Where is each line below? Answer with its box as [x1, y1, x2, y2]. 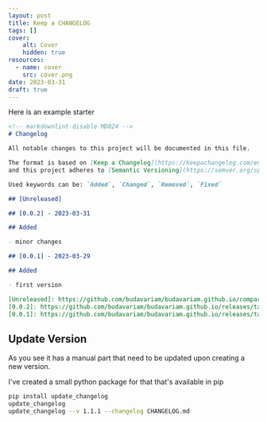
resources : [8, 56, 44, 64]
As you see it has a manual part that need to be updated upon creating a [8, 353, 245, 363]
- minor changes [8, 238, 62, 246]
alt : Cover [22, 41, 59, 49]
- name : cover [15, 64, 62, 72]
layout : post [8, 11, 52, 20]
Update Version [8, 332, 87, 346]
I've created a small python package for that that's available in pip [8, 377, 224, 386]
